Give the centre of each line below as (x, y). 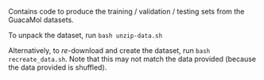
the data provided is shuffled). (58, 67)
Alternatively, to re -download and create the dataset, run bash (109, 50)
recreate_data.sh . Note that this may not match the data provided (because (132, 59)
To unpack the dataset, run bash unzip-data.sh (85, 35)
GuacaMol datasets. (41, 20)
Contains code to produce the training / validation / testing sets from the (126, 11)
